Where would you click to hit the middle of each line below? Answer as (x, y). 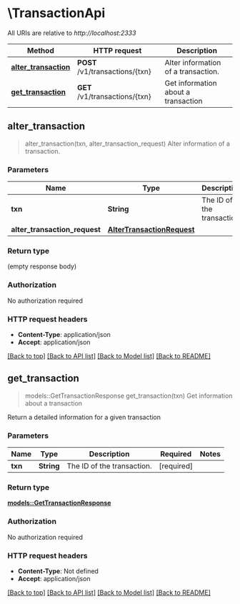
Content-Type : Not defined (58, 571)
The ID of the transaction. (109, 466)
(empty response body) (42, 266)
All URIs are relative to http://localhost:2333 (72, 33)
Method (41, 50)
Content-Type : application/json (64, 334)
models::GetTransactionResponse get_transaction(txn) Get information (129, 396)
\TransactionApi (56, 13)
